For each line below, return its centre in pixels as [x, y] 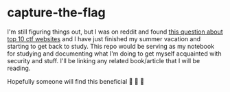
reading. [19, 68]
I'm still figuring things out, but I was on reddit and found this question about [115, 32]
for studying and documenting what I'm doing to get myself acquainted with [114, 54]
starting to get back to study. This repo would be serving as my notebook [111, 46]
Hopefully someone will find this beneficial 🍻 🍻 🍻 [76, 81]
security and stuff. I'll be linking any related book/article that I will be [104, 60]
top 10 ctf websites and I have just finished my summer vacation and [104, 38]
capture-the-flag [57, 13]
